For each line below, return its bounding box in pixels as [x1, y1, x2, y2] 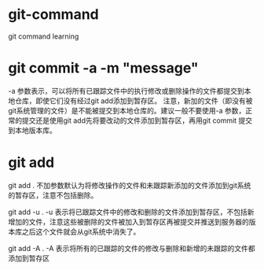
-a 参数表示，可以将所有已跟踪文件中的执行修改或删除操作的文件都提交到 [8, 86, 245, 95]
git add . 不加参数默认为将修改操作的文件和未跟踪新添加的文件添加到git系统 [8, 180, 251, 190]
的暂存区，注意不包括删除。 [8, 190, 98, 200]
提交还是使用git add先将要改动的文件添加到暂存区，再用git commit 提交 [21, 116, 253, 125]
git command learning [8, 31, 79, 41]
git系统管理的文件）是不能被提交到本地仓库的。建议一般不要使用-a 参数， [8, 105, 246, 115]
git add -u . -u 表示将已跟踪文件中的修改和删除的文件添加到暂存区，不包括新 [8, 207, 255, 216]
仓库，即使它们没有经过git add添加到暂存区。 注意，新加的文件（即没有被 [14, 96, 253, 105]
